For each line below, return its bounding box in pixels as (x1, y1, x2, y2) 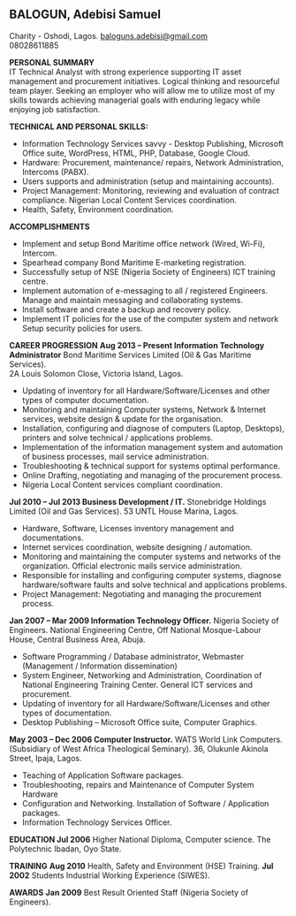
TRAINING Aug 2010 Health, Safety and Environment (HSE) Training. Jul (9, 860, 274, 871)
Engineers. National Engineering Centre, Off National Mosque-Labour (9, 624, 262, 635)
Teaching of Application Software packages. (21, 769, 184, 781)
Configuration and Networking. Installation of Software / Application (21, 798, 269, 808)
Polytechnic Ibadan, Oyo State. (9, 843, 122, 854)
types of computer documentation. (21, 394, 149, 405)
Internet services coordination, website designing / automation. (21, 541, 253, 552)
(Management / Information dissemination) (21, 660, 178, 671)
